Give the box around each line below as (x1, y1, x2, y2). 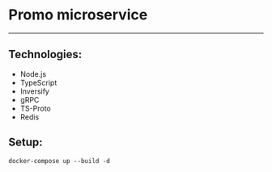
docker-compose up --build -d (8, 157, 111, 165)
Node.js (19, 69, 47, 78)
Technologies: (8, 48, 83, 61)
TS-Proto (19, 103, 51, 113)
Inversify (19, 86, 50, 96)
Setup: (8, 136, 43, 149)
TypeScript (19, 78, 57, 87)
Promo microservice (8, 6, 148, 24)
